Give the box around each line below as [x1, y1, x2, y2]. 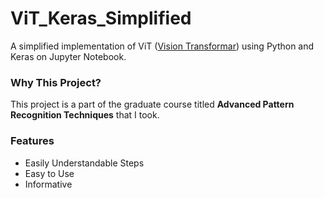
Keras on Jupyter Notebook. [10, 50, 127, 62]
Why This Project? [10, 75, 102, 89]
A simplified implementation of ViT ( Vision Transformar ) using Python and [10, 40, 315, 52]
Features [10, 134, 55, 148]
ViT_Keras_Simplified [10, 7, 192, 30]
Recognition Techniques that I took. [10, 109, 160, 121]
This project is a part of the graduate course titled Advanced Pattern [10, 98, 295, 111]
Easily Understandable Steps [24, 157, 145, 169]
